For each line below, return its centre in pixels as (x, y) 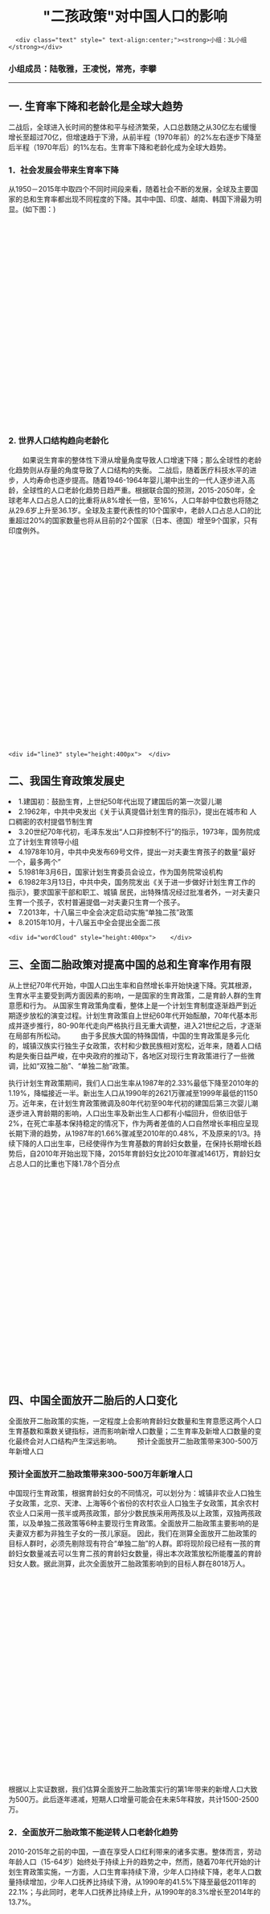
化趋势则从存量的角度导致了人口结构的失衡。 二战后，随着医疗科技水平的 (129, 470)
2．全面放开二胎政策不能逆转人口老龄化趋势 (93, 1833)
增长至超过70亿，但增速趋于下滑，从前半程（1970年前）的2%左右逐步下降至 (135, 137)
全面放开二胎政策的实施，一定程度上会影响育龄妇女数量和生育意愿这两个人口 (135, 1421)
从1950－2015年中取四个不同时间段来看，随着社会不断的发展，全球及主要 (130, 189)
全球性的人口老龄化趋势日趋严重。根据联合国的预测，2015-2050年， (135, 490)
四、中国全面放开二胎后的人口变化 (93, 1400)
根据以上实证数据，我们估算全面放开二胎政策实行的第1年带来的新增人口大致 (133, 1789)
